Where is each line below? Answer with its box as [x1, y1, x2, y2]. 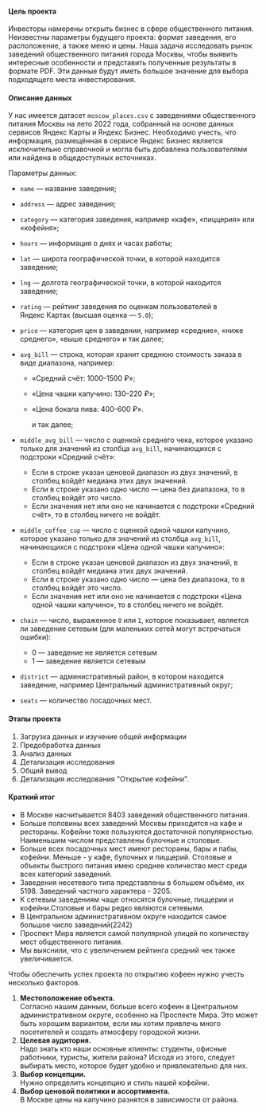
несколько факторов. [8, 977, 81, 987]
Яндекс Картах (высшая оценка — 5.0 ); [19, 311, 154, 320]
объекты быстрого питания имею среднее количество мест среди [19, 860, 248, 870]
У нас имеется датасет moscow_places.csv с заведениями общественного [8, 111, 256, 120]
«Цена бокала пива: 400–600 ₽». [31, 405, 145, 414]
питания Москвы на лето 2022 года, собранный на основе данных [8, 119, 234, 129]
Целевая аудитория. [19, 1036, 91, 1045]
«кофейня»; [19, 223, 60, 233]
